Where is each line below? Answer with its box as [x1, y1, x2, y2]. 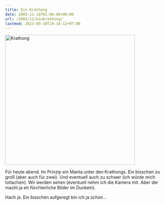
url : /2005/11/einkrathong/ [5, 16, 63, 21]
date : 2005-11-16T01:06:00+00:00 [5, 12, 74, 17]
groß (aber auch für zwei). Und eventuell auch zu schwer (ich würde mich [5, 174, 156, 180]
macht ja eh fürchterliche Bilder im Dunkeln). [5, 185, 96, 191]
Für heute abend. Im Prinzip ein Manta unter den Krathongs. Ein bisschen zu [5, 169, 161, 175]
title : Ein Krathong [5, 7, 48, 12]
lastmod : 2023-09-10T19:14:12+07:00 [5, 21, 81, 26]
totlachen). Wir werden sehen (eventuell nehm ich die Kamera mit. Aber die [5, 179, 158, 186]
